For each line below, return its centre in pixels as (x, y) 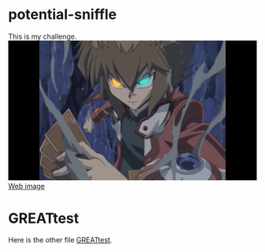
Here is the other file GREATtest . (60, 240)
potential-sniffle (62, 15)
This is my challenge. (43, 36)
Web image (27, 186)
